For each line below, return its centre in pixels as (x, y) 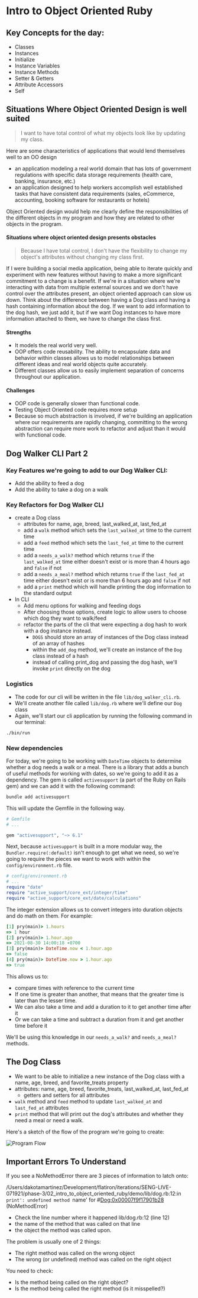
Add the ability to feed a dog (49, 483)
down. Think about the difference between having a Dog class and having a (98, 300)
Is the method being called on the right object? (72, 1283)
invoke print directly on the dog (72, 669)
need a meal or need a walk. (49, 1120)
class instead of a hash (60, 656)
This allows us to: (27, 976)
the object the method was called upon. (63, 1230)
